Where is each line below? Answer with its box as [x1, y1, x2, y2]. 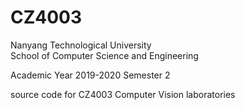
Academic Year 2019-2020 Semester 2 [10, 69, 171, 81]
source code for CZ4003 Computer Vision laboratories [10, 88, 236, 100]
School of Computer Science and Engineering [10, 49, 199, 61]
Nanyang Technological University [10, 39, 152, 51]
